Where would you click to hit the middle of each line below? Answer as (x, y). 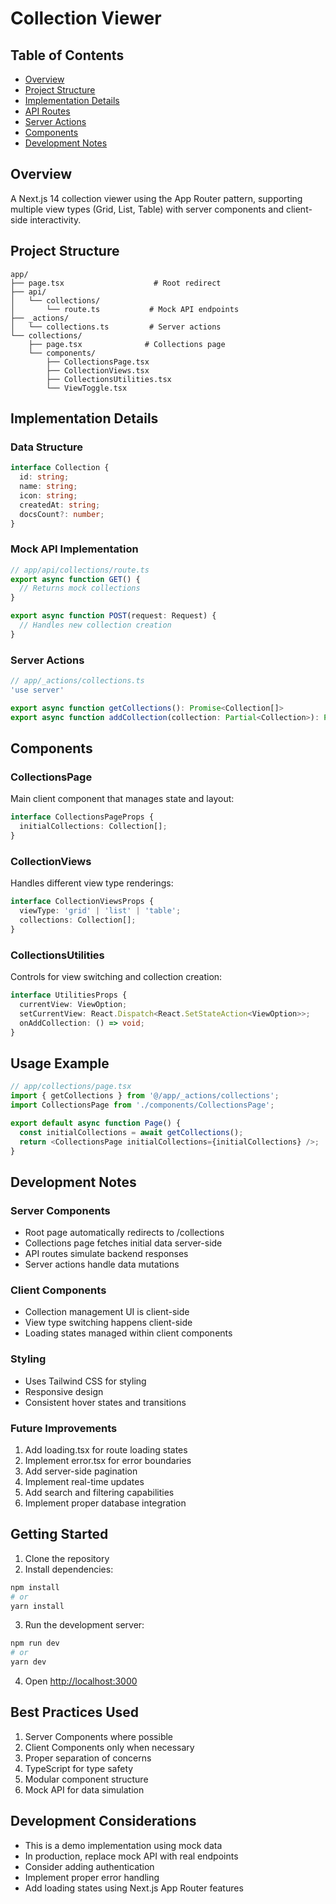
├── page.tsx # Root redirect (116, 283)
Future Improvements (64, 1428)
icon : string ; (48, 495)
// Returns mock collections (80, 588)
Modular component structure (86, 1779)
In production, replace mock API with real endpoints (131, 1856)
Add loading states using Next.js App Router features (134, 1888)
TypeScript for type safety (79, 1768)
